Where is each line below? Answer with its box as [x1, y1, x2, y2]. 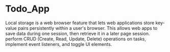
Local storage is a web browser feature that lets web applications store [5, 20, 155, 26]
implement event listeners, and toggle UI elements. [5, 41, 112, 47]
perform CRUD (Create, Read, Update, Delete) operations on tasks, [5, 36, 147, 42]
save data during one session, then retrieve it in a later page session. [5, 30, 150, 36]
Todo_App [5, 3, 50, 15]
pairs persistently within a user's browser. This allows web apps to [17, 25, 158, 31]
